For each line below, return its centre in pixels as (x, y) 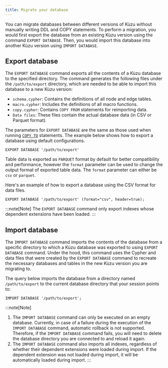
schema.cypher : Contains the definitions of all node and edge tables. (82, 99)
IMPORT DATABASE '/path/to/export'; (43, 298)
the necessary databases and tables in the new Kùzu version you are (76, 264)
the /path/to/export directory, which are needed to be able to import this (81, 84)
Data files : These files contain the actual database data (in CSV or (82, 115)
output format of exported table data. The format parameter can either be (81, 170)
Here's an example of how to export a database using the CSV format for (80, 185)
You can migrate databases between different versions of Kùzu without (78, 24)
